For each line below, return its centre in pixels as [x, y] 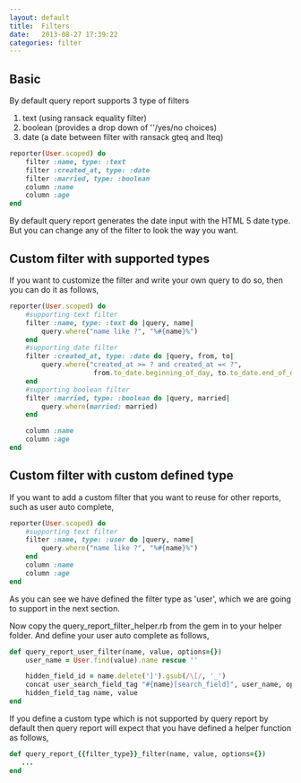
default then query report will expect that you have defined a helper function [150, 727]
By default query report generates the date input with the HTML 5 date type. [150, 221]
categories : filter [46, 43]
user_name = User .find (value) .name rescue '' [112, 660]
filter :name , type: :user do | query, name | [110, 540]
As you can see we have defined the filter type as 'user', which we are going [150, 599]
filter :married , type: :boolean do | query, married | [128, 398]
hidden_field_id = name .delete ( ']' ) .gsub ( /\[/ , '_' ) [126, 676]
